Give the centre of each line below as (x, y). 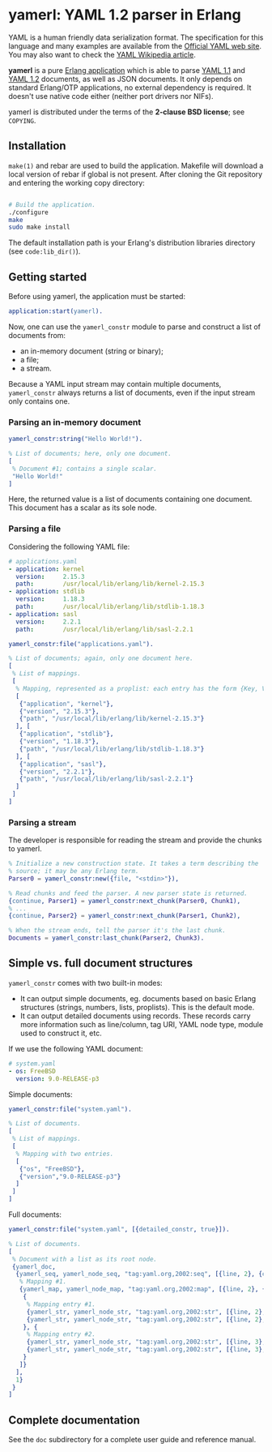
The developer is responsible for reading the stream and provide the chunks (135, 840)
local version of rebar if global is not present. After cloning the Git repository (136, 174)
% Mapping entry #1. (61, 1304)
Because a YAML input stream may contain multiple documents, (115, 383)
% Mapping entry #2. (61, 1334)
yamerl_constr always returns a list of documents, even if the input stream (132, 392)
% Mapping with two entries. (65, 1154)
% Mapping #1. (43, 1282)
